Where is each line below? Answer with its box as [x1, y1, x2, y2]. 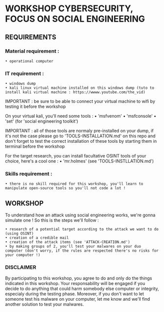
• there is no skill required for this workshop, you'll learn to [5, 182, 143, 186]
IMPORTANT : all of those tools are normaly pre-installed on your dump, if [5, 128, 154, 134]
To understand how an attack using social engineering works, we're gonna [5, 212, 156, 218]
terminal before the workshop [5, 143, 65, 150]
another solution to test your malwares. [5, 301, 84, 307]
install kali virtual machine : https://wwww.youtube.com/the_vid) [5, 90, 146, 95]
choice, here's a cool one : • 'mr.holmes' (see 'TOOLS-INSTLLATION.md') [5, 158, 154, 164]
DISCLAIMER [5, 264, 37, 271]
